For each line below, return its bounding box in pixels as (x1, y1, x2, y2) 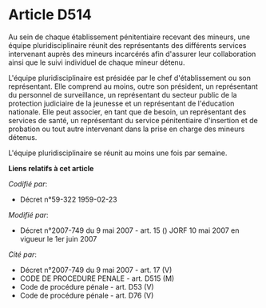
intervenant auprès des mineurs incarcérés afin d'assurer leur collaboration (8, 49, 256, 58)
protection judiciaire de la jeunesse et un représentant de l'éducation (8, 98, 235, 108)
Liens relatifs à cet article (8, 163, 94, 173)
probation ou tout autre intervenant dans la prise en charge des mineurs (8, 124, 245, 134)
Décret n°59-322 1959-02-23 (19, 194, 117, 204)
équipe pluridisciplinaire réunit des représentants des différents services (8, 40, 247, 50)
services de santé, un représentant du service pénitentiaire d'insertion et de (8, 115, 258, 125)
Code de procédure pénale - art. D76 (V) (19, 290, 154, 300)
